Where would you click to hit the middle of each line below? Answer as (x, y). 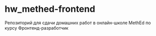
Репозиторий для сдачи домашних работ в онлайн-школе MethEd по (78, 23)
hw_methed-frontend (50, 9)
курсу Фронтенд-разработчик (37, 28)
